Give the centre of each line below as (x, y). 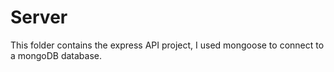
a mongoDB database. (56, 55)
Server (39, 17)
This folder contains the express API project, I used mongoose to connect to (167, 45)
